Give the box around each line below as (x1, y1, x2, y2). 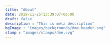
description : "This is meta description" (5, 21, 95, 26)
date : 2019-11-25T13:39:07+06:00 (5, 12, 75, 17)
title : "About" (5, 7, 37, 12)
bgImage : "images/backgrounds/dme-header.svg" (5, 26, 106, 31)
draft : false (5, 16, 32, 21)
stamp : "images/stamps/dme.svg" (5, 30, 75, 35)
